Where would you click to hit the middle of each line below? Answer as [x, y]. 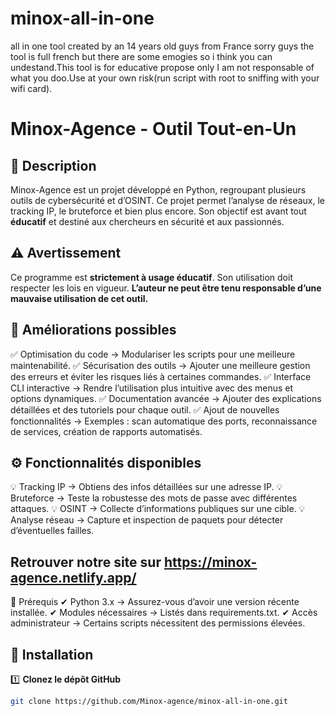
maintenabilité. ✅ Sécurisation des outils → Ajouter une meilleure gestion [160, 365]
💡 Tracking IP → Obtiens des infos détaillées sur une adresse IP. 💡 [146, 487]
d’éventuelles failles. [52, 531]
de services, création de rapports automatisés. [106, 431]
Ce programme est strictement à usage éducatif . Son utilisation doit [151, 277]
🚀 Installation [52, 654]
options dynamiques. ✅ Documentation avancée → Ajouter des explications [166, 398]
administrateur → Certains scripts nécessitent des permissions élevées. [158, 623]
